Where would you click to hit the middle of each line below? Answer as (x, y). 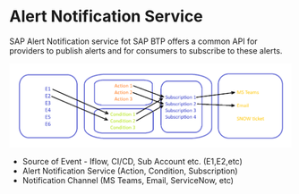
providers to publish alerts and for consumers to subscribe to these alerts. (146, 50)
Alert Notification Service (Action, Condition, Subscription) (130, 171)
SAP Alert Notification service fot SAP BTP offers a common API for (133, 41)
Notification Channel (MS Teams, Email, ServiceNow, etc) (128, 181)
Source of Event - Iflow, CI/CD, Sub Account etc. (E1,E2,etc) (132, 162)
